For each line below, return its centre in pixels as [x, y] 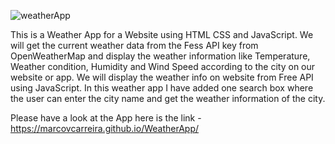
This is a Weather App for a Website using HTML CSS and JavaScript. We [162, 34]
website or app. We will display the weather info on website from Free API [162, 77]
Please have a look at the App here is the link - [106, 118]
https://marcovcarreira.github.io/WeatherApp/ [105, 128]
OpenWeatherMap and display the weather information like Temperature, [160, 56]
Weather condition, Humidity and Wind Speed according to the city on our [163, 66]
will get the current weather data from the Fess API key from [134, 45]
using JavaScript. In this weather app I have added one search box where [162, 88]
